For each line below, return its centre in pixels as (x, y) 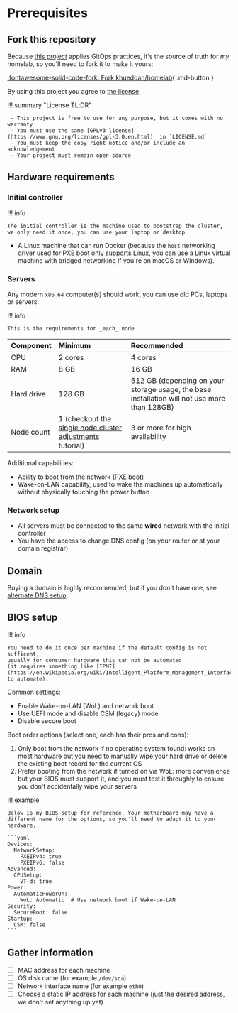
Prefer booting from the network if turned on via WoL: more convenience (124, 771)
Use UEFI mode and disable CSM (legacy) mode (88, 713)
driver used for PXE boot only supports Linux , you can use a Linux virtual (124, 253)
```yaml (19, 838)
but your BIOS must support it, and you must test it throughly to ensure (121, 779)
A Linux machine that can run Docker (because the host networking (116, 245)
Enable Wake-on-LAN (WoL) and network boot (86, 705)
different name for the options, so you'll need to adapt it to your (112, 819)
